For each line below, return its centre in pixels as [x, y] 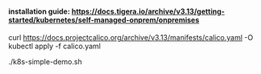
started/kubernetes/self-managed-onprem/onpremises [104, 19]
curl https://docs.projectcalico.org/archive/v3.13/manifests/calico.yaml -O [131, 38]
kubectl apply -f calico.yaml [54, 46]
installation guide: [39, 11]
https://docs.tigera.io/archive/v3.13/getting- [148, 11]
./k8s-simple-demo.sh [45, 62]
